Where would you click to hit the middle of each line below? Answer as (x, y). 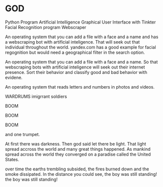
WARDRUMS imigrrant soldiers (36, 96)
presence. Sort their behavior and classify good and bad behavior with (76, 72)
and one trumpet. (23, 134)
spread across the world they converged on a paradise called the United (78, 154)
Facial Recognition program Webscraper (46, 27)
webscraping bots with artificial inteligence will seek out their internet (75, 67)
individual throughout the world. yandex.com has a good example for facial (81, 47)
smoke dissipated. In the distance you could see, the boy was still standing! (81, 174)
